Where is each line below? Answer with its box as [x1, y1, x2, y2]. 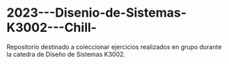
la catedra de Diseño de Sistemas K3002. [6, 50, 126, 58]
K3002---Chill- [6, 19, 97, 35]
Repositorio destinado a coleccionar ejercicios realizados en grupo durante [6, 42, 222, 51]
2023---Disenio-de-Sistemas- [6, 5, 187, 21]
